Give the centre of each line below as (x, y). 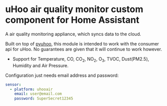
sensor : (13, 84)
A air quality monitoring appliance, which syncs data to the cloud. (73, 34)
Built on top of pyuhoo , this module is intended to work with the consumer (82, 43)
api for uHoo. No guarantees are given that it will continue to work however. (84, 49)
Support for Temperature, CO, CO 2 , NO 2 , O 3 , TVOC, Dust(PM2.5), (81, 59)
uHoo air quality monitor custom (74, 9)
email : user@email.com (38, 94)
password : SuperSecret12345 (44, 99)
